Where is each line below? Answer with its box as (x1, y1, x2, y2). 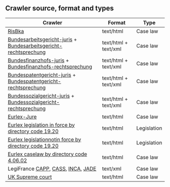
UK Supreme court (8, 173, 52, 180)
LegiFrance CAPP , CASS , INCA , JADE (8, 165, 97, 172)
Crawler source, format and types (5, 4, 114, 13)
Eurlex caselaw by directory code (8, 151, 88, 158)
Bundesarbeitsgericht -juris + (8, 35, 77, 43)
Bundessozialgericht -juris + (8, 92, 75, 99)
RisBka (8, 27, 24, 34)
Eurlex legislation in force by (8, 121, 75, 128)
